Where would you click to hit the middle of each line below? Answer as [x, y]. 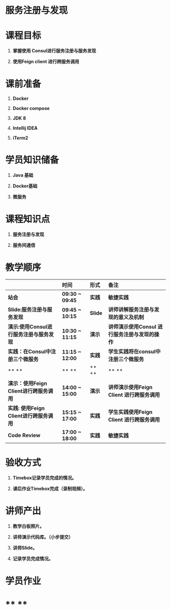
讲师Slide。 [25, 547]
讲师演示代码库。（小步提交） [43, 537]
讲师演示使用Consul [132, 326]
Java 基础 [23, 175]
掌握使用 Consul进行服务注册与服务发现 [54, 51]
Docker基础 [25, 186]
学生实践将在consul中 [134, 351]
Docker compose [31, 108]
